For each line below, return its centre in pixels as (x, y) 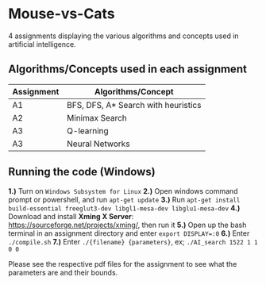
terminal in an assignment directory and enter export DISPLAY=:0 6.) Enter (129, 233)
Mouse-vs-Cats (62, 14)
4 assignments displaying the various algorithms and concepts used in (124, 36)
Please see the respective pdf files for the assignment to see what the (123, 264)
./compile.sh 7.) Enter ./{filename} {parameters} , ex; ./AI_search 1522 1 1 (133, 241)
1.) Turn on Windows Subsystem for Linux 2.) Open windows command (123, 191)
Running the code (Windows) (82, 172)
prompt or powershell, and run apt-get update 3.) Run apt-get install (124, 199)
